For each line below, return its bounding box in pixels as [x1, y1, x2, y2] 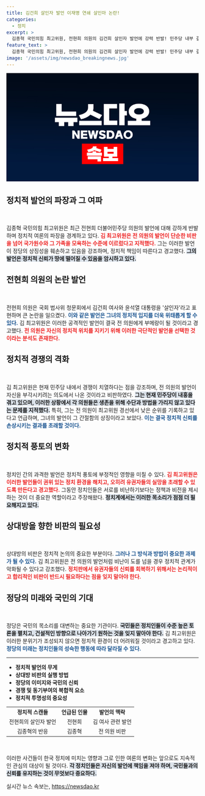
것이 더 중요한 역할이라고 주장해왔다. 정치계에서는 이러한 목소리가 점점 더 [17, 494, 189, 501]
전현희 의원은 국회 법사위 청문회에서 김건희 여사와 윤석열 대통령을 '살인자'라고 [6, 304, 190, 311]
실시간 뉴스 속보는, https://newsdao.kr [6, 783, 99, 790]
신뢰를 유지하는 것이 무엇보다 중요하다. [6, 769, 97, 777]
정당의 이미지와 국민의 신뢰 [15, 679, 79, 686]
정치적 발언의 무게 [15, 664, 58, 671]
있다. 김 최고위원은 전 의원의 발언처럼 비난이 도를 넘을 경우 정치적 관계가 [24, 558, 196, 565]
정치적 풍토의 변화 [6, 441, 70, 452]
